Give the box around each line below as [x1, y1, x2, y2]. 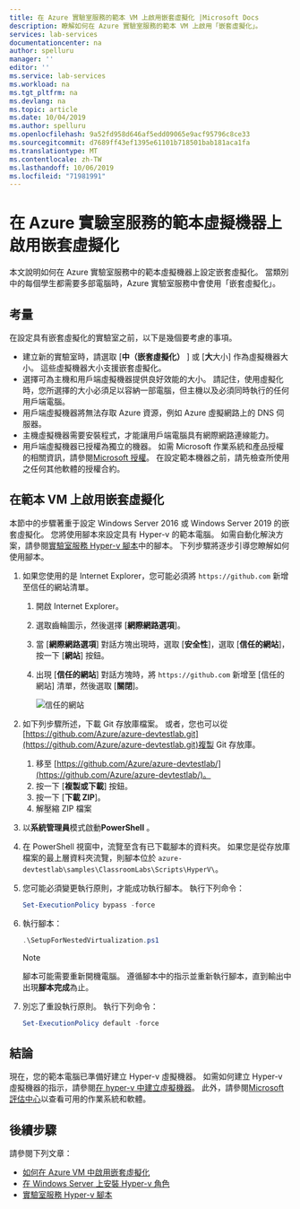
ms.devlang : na [9, 96, 66, 106]
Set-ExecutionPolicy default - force [21, 1019, 159, 1028]
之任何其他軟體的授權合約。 [21, 464, 125, 474]
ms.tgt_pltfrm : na [9, 88, 78, 97]
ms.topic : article [9, 105, 78, 114]
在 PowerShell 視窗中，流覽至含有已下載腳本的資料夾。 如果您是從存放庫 [21, 840, 291, 852]
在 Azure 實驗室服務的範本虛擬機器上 [9, 213, 283, 233]
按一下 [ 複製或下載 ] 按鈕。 [35, 780, 133, 791]
